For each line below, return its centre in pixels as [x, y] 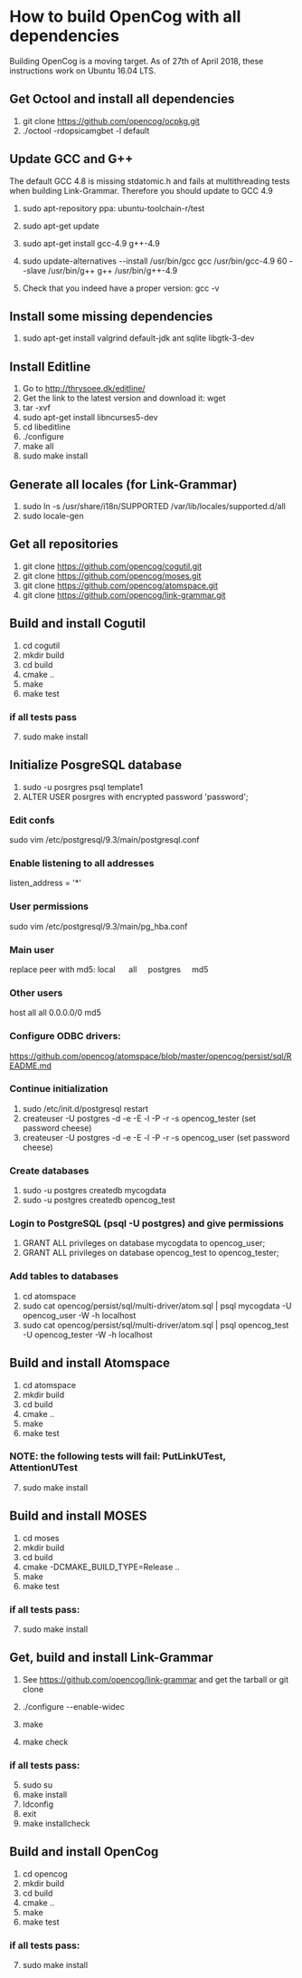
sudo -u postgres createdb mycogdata [94, 1191]
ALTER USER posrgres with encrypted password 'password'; [135, 796]
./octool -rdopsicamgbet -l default [86, 130]
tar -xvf [37, 408]
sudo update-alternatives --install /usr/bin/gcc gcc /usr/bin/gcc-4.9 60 [155, 261]
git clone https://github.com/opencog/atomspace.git [120, 585]
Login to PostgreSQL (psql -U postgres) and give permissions [147, 1223]
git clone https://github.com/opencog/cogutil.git [112, 566]
